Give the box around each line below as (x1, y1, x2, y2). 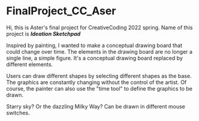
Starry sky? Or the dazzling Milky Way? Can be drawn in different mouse (6, 103, 186, 110)
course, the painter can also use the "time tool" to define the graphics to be (6, 85, 193, 92)
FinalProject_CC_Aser (6, 4, 116, 18)
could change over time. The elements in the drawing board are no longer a (6, 48, 193, 55)
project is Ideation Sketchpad (6, 30, 81, 37)
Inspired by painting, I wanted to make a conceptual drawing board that (6, 42, 183, 49)
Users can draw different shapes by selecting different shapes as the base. (6, 72, 192, 79)
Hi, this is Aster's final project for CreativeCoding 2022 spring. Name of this (6, 24, 193, 31)
